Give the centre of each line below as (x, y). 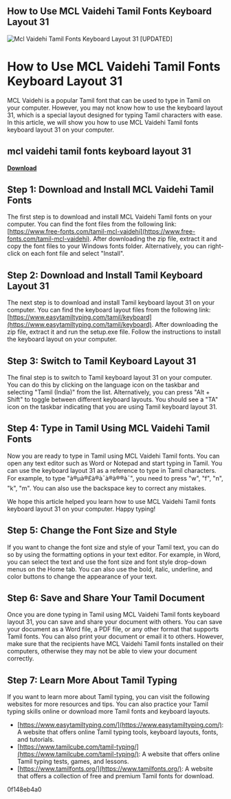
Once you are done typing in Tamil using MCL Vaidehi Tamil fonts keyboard (113, 615)
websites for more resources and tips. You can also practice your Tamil (108, 704)
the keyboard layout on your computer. (62, 339)
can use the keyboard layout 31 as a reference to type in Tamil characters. (112, 470)
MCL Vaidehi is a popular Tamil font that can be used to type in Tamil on (109, 100)
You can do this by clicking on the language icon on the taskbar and (103, 385)
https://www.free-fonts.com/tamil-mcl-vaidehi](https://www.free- (102, 232)
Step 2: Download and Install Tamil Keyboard (105, 275)
